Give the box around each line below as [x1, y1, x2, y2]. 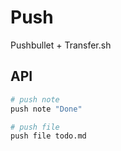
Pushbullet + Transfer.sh [10, 39, 112, 51]
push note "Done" [10, 104, 83, 114]
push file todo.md [10, 131, 87, 141]
